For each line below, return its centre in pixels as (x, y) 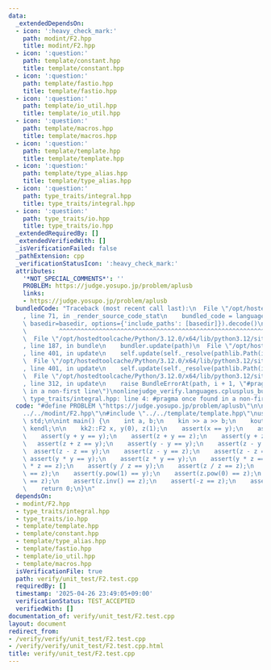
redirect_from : (34, 631)
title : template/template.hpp (74, 158)
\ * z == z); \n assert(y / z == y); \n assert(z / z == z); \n (138, 466)
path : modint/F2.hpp (57, 38)
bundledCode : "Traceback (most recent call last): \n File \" (122, 308)
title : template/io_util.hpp (72, 114)
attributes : (36, 271)
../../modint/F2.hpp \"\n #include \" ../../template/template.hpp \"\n (140, 414)
